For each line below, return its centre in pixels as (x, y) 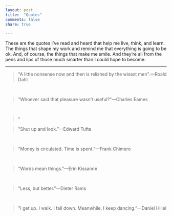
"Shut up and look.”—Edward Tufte (55, 129)
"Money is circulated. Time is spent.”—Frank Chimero (74, 149)
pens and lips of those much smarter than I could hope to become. (76, 60)
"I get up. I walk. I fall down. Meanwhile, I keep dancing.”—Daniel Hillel (92, 208)
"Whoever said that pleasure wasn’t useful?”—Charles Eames (83, 100)
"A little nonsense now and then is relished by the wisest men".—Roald (92, 74)
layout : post (19, 10)
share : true (18, 24)
